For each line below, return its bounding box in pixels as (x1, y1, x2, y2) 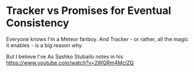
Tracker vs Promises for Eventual (6, 4, 172, 17)
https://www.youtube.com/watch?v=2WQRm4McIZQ (6, 59, 134, 66)
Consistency (6, 16, 69, 30)
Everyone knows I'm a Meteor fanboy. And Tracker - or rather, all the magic (6, 35, 189, 42)
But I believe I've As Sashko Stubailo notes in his (6, 53, 123, 60)
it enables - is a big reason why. (6, 42, 83, 49)
